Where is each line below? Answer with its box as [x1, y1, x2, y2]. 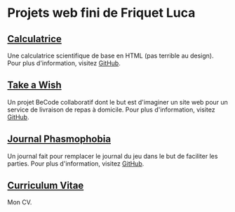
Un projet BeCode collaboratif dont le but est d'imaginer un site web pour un [7, 98, 228, 106]
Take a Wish [7, 79, 62, 91]
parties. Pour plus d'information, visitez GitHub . [7, 159, 145, 168]
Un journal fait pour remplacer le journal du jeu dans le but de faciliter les [7, 152, 218, 160]
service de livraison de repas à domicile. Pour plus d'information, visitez [7, 105, 215, 114]
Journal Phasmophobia [7, 133, 111, 145]
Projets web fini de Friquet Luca [7, 5, 196, 21]
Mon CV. [7, 198, 32, 206]
